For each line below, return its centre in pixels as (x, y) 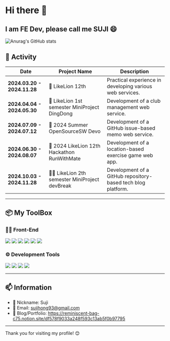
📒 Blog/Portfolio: (30, 313)
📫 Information (29, 288)
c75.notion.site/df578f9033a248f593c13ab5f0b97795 (69, 318)
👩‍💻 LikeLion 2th (67, 173)
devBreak (60, 185)
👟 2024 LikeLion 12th (75, 145)
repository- (139, 176)
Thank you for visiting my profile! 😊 (42, 333)
